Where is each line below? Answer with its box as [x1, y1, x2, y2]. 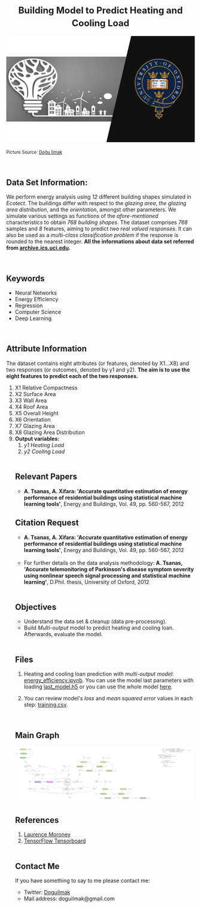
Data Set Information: [6, 177, 88, 187]
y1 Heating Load [23, 441, 65, 448]
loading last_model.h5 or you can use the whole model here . [23, 683, 173, 690]
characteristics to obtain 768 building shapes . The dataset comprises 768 [6, 219, 188, 226]
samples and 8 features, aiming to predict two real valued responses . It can [6, 225, 193, 232]
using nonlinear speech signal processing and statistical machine [23, 572, 191, 579]
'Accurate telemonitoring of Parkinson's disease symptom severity [23, 565, 194, 573]
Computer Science [14, 308, 62, 316]
